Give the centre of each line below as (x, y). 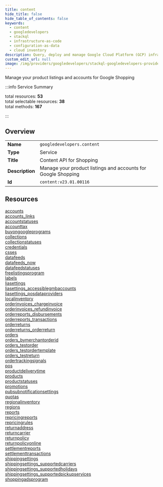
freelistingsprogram (25, 273)
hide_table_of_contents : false (37, 18)
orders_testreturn (22, 355)
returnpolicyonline (23, 443)
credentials (16, 247)
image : (12, 64)
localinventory (19, 299)
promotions (16, 386)
